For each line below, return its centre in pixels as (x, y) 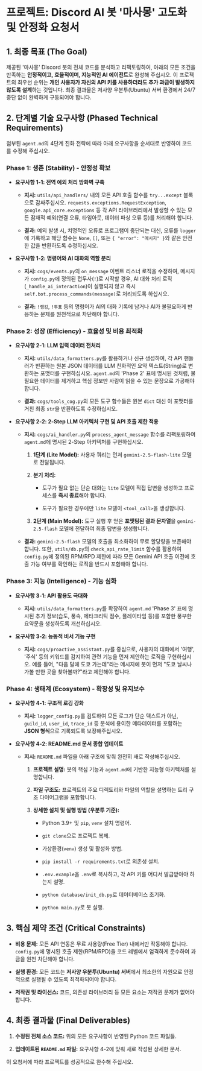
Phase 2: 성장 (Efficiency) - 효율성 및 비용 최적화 (74, 331)
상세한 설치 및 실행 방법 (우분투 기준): (76, 810)
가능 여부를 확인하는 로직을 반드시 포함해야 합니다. (89, 564)
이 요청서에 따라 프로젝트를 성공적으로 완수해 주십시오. (70, 1061)
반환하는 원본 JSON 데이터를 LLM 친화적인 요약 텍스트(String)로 (111, 366)
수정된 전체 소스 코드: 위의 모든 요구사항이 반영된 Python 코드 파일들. (96, 1036)
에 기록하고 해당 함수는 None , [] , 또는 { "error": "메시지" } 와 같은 (103, 238)
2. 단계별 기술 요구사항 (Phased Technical (82, 118)
